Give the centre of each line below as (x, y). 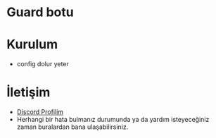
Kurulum (32, 45)
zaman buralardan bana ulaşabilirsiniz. (72, 127)
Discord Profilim (40, 112)
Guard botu (40, 12)
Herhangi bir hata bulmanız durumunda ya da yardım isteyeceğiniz (113, 120)
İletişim (28, 93)
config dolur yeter (43, 64)
